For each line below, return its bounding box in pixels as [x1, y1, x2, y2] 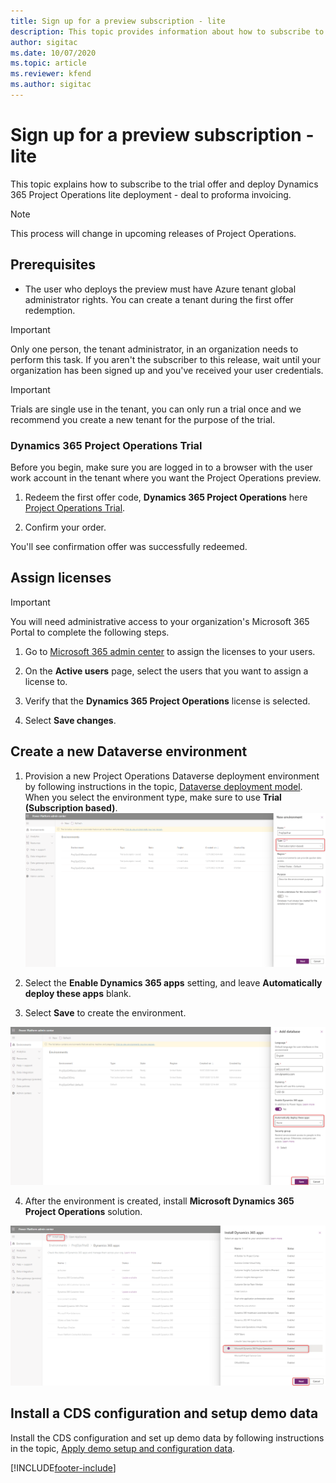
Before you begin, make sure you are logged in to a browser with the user [10, 461, 313, 473]
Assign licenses [10, 570, 112, 587]
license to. [24, 675, 68, 687]
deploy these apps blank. [24, 987, 132, 999]
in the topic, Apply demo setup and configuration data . [10, 1442, 236, 1454]
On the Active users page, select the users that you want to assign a [24, 665, 309, 677]
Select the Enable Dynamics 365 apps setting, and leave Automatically [24, 976, 323, 989]
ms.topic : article [10, 58, 87, 69]
